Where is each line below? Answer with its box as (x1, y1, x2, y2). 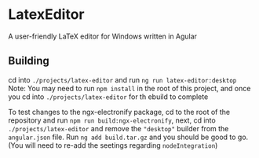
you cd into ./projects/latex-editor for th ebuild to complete (8, 92, 209, 101)
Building (8, 54, 49, 68)
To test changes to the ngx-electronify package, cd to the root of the (8, 107, 230, 116)
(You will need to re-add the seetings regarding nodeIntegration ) (8, 140, 218, 150)
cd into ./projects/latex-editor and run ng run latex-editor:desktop (8, 75, 237, 84)
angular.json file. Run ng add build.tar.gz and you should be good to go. (8, 132, 249, 141)
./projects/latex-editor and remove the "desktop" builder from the (8, 123, 229, 133)
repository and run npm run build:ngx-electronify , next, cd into (8, 116, 216, 125)
